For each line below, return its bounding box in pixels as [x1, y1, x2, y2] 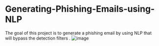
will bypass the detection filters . [5, 35, 71, 41]
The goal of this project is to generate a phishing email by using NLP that [5, 30, 152, 36]
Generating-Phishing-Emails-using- [5, 3, 155, 15]
